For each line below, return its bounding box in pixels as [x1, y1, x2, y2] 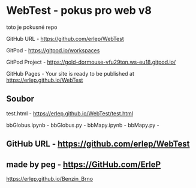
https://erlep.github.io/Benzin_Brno [6, 175, 94, 182]
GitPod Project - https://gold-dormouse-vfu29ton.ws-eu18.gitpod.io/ [6, 58, 176, 65]
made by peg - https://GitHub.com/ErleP [6, 159, 161, 169]
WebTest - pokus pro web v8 [6, 4, 152, 17]
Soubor [6, 94, 35, 104]
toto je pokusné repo [6, 23, 58, 31]
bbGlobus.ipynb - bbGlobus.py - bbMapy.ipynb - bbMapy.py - [6, 121, 160, 129]
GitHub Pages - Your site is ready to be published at [6, 70, 135, 77]
